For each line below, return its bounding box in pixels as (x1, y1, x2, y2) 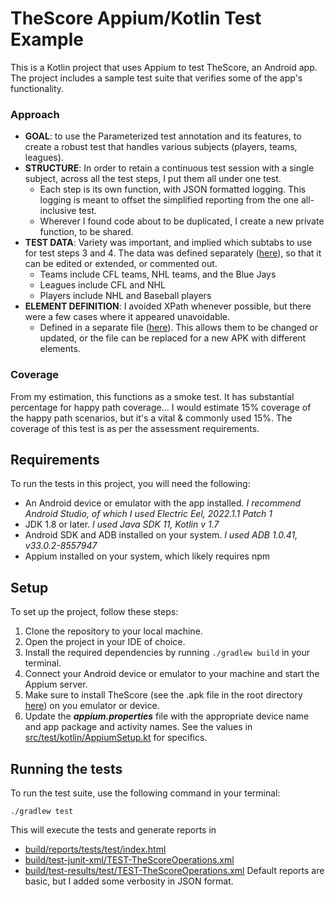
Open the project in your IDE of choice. (24, 636, 186, 648)
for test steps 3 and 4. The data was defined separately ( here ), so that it (24, 247, 322, 259)
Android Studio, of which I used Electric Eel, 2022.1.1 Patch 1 (24, 508, 273, 520)
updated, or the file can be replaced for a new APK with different (39, 332, 307, 344)
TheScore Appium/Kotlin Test (10, 7, 262, 30)
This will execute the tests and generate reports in (10, 823, 217, 836)
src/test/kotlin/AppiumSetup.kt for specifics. (24, 732, 208, 744)
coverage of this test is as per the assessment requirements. (10, 422, 260, 434)
